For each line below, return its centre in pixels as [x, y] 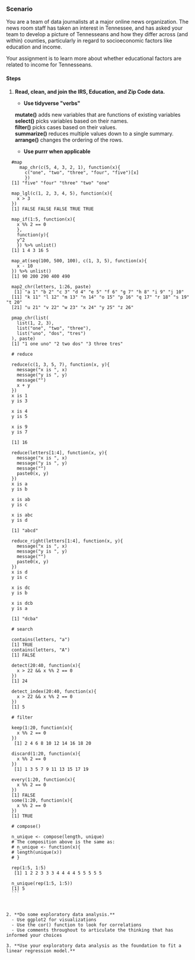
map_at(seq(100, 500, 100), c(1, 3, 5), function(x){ [79, 261]
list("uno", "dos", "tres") [51, 333]
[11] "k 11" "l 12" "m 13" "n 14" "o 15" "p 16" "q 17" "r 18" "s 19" [100, 297]
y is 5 [20, 416]
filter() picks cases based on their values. [66, 127]
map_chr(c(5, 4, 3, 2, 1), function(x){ [70, 167]
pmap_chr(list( [30, 318]
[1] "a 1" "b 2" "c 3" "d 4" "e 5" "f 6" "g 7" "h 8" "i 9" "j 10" [99, 292]
